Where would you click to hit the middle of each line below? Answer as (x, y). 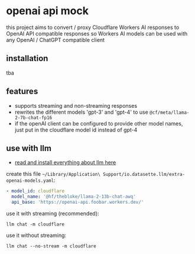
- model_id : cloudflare (35, 191)
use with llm (29, 148)
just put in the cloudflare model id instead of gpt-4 (76, 130)
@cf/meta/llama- (170, 112)
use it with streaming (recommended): (53, 213)
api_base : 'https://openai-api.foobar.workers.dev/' (78, 202)
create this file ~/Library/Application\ (53, 174)
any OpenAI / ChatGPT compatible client (56, 40)
